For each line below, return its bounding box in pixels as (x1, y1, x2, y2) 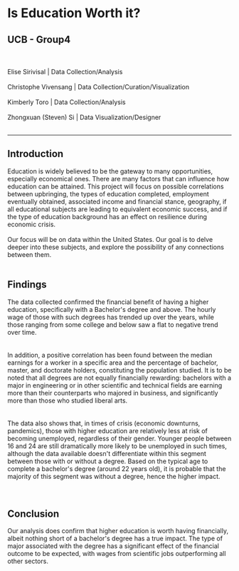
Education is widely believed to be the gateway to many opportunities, (7, 166, 213, 176)
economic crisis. (7, 220, 55, 228)
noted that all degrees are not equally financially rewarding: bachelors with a (7, 373, 232, 382)
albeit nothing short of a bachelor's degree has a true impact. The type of (7, 534, 223, 543)
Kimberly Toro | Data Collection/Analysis (7, 98, 126, 106)
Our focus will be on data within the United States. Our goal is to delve (7, 235, 213, 243)
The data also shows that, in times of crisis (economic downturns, (7, 419, 201, 428)
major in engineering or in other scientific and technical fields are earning (7, 380, 223, 390)
